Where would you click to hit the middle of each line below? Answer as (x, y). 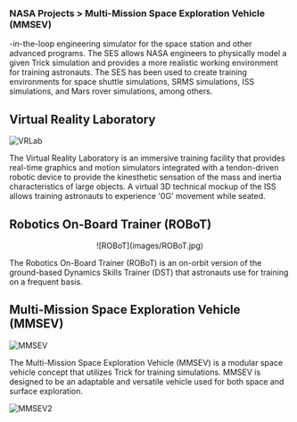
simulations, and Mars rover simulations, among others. (111, 91)
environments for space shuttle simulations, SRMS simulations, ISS (132, 82)
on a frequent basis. (46, 281)
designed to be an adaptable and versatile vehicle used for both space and (147, 381)
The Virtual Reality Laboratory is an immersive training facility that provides (147, 158)
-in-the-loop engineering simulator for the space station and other (131, 44)
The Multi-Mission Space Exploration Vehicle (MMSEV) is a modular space (146, 362)
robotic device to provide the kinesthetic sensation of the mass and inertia (146, 178)
